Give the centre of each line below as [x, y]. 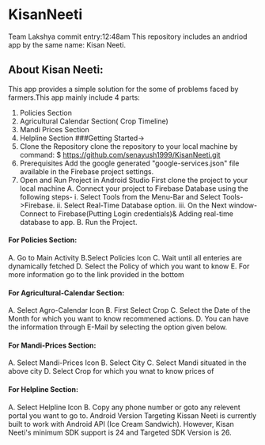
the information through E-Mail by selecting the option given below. [118, 327]
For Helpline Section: [44, 389]
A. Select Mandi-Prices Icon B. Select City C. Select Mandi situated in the [127, 363]
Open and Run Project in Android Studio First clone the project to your [133, 180]
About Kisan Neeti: [56, 70]
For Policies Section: [43, 240]
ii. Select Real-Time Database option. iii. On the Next [142, 205]
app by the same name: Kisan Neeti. [67, 44]
